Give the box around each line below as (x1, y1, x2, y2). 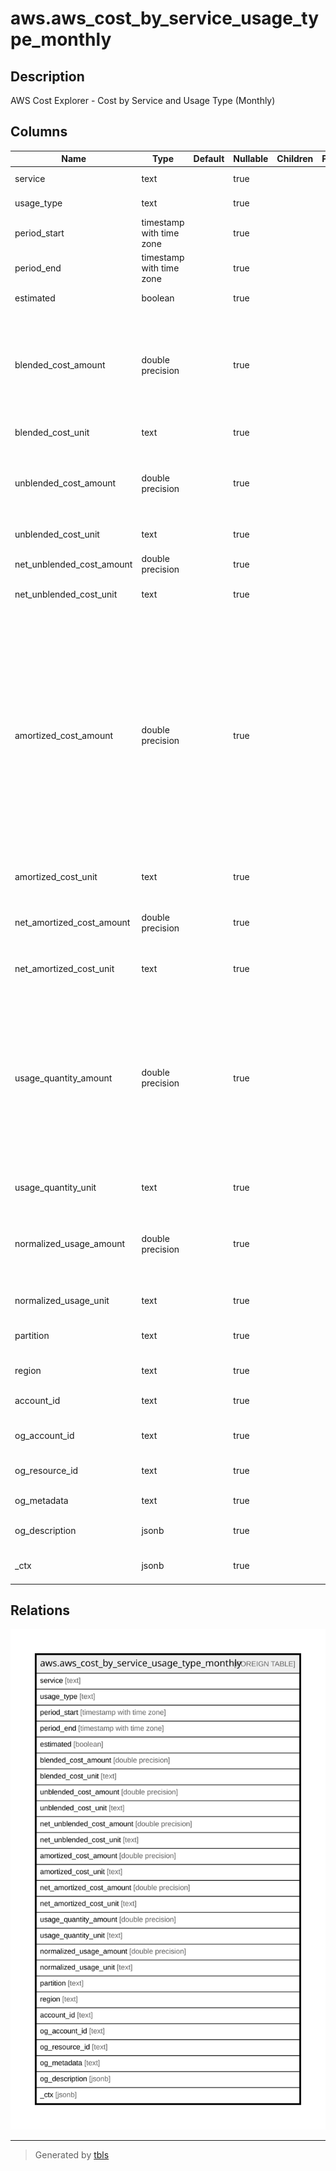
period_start (14, 227, 65, 239)
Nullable (233, 153, 269, 165)
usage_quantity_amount (14, 1072, 113, 1084)
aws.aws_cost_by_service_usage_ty (10, 7, 319, 30)
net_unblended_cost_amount (14, 558, 133, 570)
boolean (141, 292, 175, 304)
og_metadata (14, 1495, 69, 1507)
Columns (10, 123, 68, 141)
